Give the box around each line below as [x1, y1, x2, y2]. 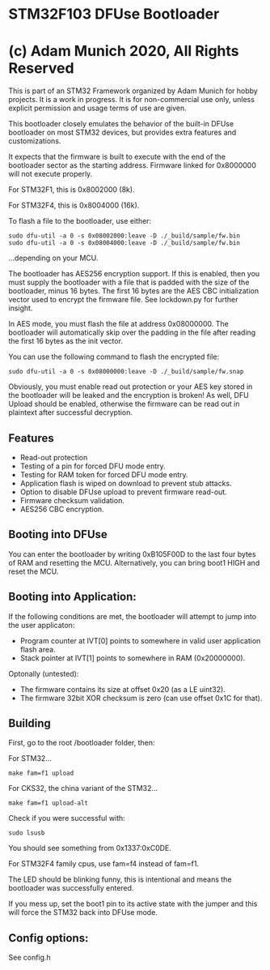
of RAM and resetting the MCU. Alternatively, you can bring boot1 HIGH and [8, 558, 260, 567]
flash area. [19, 644, 56, 654]
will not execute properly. [8, 169, 93, 179]
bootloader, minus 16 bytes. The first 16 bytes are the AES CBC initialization [8, 286, 259, 296]
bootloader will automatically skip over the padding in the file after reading [8, 327, 256, 337]
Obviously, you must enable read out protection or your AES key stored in [8, 382, 253, 391]
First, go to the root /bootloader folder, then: [8, 738, 155, 748]
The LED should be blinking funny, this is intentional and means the [8, 874, 232, 884]
